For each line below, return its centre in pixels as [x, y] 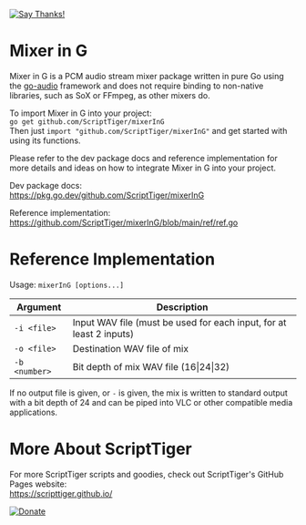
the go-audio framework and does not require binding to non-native [137, 86]
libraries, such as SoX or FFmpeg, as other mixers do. [110, 95]
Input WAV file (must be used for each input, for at [179, 322]
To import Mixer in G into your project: [81, 113]
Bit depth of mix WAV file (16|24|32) [151, 366]
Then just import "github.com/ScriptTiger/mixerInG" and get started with [148, 130]
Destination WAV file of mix [131, 348]
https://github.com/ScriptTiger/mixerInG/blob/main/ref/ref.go [124, 222]
